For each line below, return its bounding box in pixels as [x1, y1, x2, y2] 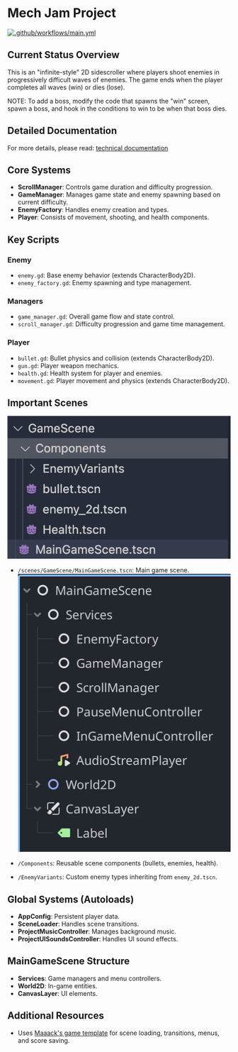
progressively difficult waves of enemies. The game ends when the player [7, 75, 223, 84]
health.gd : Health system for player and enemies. [17, 369, 163, 377]
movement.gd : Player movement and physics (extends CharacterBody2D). [17, 376, 230, 384]
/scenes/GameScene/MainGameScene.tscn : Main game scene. [17, 565, 190, 574]
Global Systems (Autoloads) [7, 893, 135, 905]
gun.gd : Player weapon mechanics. [17, 361, 119, 370]
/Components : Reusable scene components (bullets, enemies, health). [17, 859, 218, 868]
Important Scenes [7, 397, 89, 409]
